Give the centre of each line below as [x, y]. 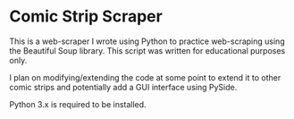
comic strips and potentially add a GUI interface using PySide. [123, 87]
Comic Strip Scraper [86, 17]
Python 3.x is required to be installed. [78, 104]
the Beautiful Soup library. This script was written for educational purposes [147, 50]
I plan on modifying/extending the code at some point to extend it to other [145, 77]
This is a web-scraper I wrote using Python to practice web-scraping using [147, 41]
